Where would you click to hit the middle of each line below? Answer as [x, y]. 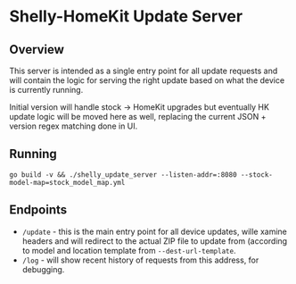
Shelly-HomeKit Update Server [126, 17]
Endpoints [38, 210]
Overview [37, 50]
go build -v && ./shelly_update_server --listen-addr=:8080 [123, 175]
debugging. [43, 269]
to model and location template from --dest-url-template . [129, 250]
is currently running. [46, 90]
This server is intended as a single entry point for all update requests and [144, 71]
